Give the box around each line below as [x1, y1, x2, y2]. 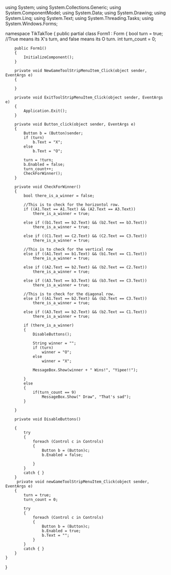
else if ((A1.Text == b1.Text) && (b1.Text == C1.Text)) [23, 251, 147, 256]
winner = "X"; [41, 358, 72, 364]
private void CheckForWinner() [14, 184, 81, 189]
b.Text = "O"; [32, 149, 63, 154]
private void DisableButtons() [14, 417, 81, 422]
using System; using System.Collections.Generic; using [5, 5, 121, 10]
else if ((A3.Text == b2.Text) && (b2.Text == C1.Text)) [23, 309, 147, 315]
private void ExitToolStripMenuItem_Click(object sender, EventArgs [14, 95, 163, 100]
